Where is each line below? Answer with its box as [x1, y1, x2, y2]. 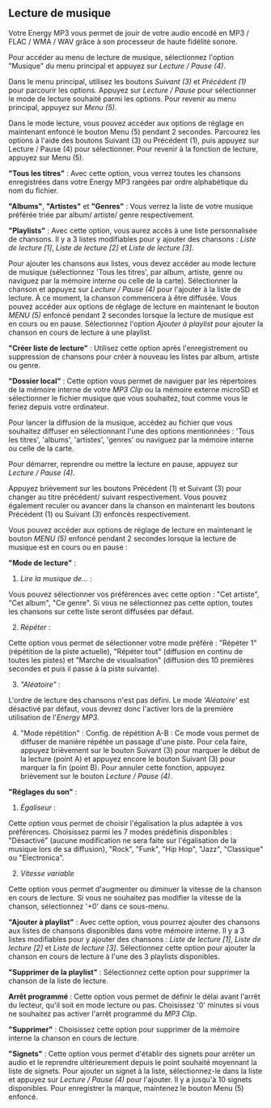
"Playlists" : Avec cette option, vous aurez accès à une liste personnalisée [8, 225, 257, 235]
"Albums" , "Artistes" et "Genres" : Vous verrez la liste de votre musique [8, 201, 253, 211]
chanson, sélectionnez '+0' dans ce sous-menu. [8, 901, 170, 911]
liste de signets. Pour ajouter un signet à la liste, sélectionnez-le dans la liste [8, 1066, 263, 1076]
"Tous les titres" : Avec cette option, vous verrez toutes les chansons [8, 168, 241, 178]
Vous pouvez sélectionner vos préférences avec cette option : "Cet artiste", [8, 589, 260, 599]
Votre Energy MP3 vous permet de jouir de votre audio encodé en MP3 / [8, 28, 249, 37]
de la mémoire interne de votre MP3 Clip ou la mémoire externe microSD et [8, 384, 259, 394]
